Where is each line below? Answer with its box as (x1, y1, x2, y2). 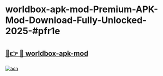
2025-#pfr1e (5, 26, 60, 37)
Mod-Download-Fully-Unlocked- (5, 14, 147, 26)
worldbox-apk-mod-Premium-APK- (5, 4, 158, 15)
